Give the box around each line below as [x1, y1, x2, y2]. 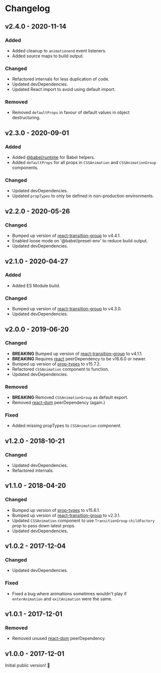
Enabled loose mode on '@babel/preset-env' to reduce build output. [12, 238, 148, 244]
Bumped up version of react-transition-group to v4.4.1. [12, 233, 121, 238]
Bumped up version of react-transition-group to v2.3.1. [12, 512, 121, 518]
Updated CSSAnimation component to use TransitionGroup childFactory [12, 518, 155, 523]
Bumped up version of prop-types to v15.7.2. [12, 361, 101, 367]
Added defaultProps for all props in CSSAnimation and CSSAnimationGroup [12, 160, 156, 166]
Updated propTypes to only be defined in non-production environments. [12, 193, 154, 199]
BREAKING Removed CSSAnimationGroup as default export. [12, 394, 129, 401]
